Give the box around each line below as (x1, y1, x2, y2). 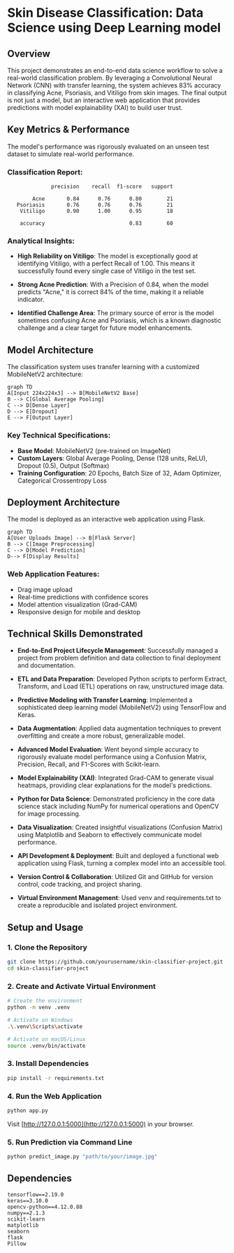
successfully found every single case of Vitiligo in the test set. (17, 267, 196, 275)
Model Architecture (7, 344, 94, 356)
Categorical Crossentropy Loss (17, 476, 107, 485)
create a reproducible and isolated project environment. (17, 901, 178, 910)
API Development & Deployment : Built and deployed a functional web (17, 852, 219, 860)
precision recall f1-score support (51, 184, 173, 191)
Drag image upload (17, 585, 73, 593)
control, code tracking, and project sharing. (17, 880, 142, 889)
